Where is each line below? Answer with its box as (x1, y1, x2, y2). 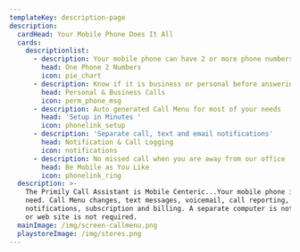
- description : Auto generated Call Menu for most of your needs (32, 105, 281, 113)
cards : (17, 38, 42, 47)
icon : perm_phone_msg (41, 96, 122, 105)
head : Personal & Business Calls (41, 88, 166, 97)
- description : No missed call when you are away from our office (32, 154, 286, 164)
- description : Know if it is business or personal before (32, 80, 257, 88)
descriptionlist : (25, 46, 90, 55)
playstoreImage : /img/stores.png (17, 229, 142, 238)
